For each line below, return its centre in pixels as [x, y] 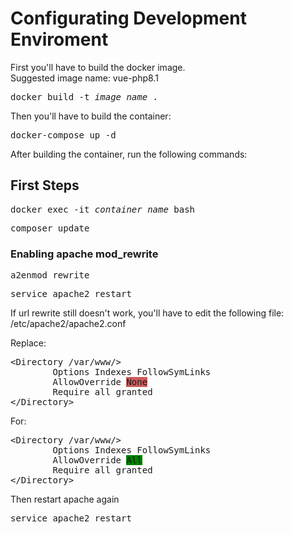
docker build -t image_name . [84, 96]
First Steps [45, 185]
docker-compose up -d [63, 135]
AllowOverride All [97, 460]
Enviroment [59, 39]
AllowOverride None [100, 382]
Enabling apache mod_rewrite [84, 254]
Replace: [28, 343]
